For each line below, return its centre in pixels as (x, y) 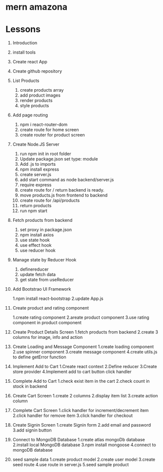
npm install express (39, 169)
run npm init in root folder (45, 154)
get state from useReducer (47, 280)
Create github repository (37, 71)
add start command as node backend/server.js (67, 180)
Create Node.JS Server (36, 144)
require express (36, 185)
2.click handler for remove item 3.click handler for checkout (73, 415)
